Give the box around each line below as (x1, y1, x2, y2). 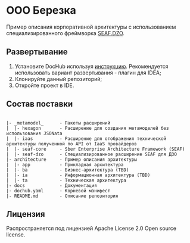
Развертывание (6, 47, 68, 57)
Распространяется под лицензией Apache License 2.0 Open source (6, 225, 177, 232)
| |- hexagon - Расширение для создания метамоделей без (6, 125, 169, 131)
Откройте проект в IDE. (14, 82, 74, 89)
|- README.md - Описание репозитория (6, 193, 119, 199)
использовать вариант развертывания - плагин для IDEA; (14, 69, 162, 76)
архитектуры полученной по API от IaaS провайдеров (6, 141, 137, 147)
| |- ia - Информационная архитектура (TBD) (6, 172, 151, 178)
